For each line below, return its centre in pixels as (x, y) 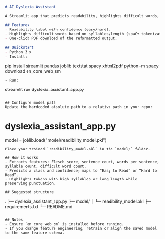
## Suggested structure (29, 192)
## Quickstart (20, 47)
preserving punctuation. (30, 183)
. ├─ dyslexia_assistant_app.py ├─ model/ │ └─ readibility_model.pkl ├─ (78, 201)
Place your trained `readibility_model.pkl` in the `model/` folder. (78, 149)
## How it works (22, 157)
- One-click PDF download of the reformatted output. (61, 39)
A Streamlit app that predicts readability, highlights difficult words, (82, 16)
